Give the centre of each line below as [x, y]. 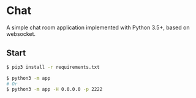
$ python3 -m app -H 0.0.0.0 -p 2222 [55, 89]
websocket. [21, 33]
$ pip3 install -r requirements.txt [53, 67]
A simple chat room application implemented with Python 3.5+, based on [98, 27]
